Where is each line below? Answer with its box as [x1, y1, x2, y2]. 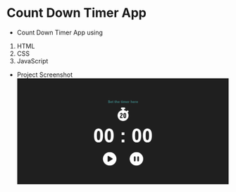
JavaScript [16, 56, 49, 65]
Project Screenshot [16, 70, 73, 79]
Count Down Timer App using [16, 28, 104, 37]
